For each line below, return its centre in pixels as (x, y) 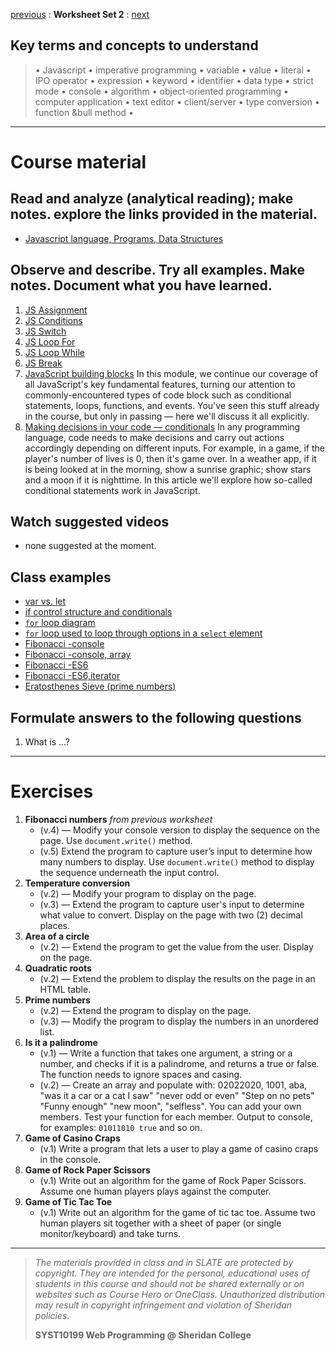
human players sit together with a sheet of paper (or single (160, 1223)
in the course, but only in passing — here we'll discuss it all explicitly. (167, 416)
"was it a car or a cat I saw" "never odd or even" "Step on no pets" (177, 1095)
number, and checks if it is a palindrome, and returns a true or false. (179, 1063)
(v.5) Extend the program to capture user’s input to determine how (176, 851)
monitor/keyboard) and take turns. (110, 1233)
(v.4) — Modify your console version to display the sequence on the (179, 830)
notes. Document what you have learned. (141, 285)
